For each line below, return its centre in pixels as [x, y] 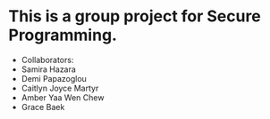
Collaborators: [47, 59]
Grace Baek [43, 107]
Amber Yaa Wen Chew [63, 97]
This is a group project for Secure [135, 16]
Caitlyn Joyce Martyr [60, 88]
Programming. [63, 35]
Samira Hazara [49, 69]
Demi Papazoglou [54, 78]
